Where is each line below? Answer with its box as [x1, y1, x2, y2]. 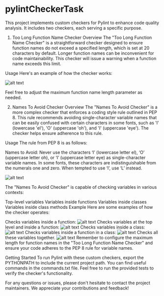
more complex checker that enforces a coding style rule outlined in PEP [12, 109, 157, 115]
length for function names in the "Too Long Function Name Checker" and [5, 240, 153, 246]
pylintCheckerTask [5, 3, 84, 15]
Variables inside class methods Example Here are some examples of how [5, 204, 153, 210]
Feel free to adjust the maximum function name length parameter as [5, 89, 142, 95]
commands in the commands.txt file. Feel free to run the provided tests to [5, 265, 154, 271]
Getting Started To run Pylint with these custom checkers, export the [5, 255, 144, 261]
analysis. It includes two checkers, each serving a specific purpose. [5, 25, 142, 31]
